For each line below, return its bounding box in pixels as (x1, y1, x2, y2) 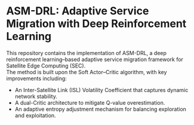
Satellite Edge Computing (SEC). (6, 62, 86, 69)
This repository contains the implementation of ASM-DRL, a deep (6, 49, 167, 56)
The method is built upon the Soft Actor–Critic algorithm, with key (6, 68, 167, 75)
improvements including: (6, 75, 67, 82)
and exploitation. (14, 112, 56, 119)
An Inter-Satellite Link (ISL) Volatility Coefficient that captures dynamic (14, 86, 189, 93)
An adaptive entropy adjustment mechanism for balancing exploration (14, 105, 187, 112)
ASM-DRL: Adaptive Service (6, 4, 149, 18)
